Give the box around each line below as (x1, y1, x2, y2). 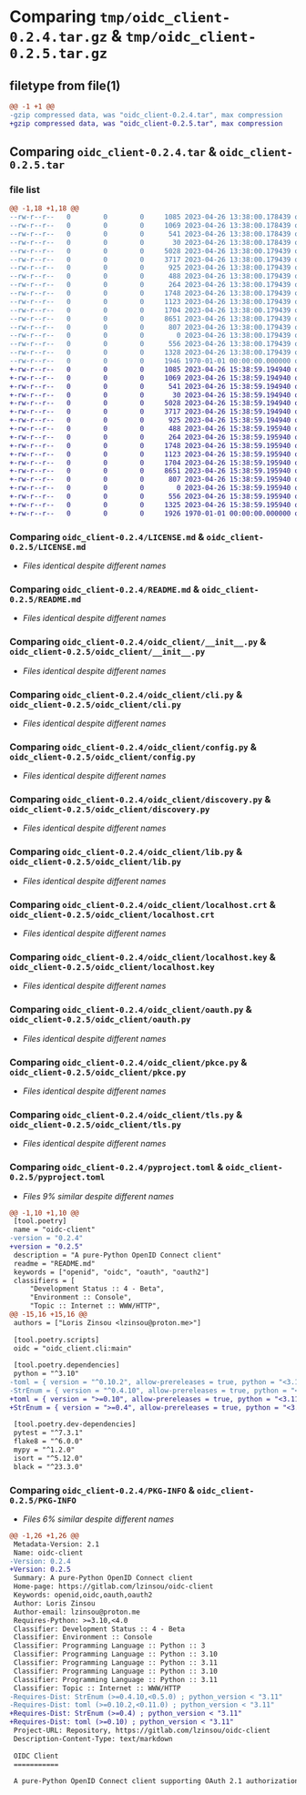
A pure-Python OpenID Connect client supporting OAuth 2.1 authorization (13, 1777, 300, 1786)
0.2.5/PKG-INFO (9, 1495, 77, 1505)
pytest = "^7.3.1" (13, 1428, 84, 1438)
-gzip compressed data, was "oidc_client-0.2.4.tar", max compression (9, 110, 283, 119)
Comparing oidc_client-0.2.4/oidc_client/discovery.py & (9, 793, 271, 806)
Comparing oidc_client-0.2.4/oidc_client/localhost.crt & (9, 898, 276, 911)
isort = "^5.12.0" (13, 1453, 84, 1463)
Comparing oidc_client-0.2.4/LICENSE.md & (9, 530, 205, 543)
